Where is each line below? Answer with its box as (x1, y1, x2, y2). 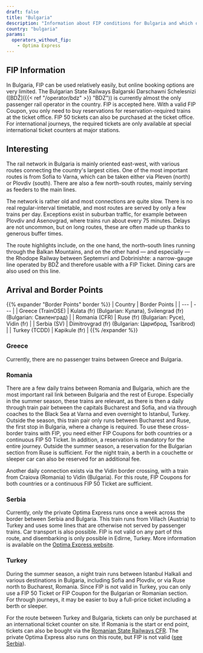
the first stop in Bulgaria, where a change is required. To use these (6, 423, 172, 430)
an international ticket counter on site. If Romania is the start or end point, (6, 620, 189, 628)
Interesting (6, 144, 48, 155)
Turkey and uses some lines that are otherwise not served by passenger (6, 522, 186, 529)
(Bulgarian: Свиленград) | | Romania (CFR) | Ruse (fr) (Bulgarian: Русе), (6, 313, 185, 321)
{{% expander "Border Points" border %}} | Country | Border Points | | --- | (6, 301, 193, 308)
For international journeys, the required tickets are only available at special (6, 119, 192, 127)
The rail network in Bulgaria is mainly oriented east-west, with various (6, 160, 180, 167)
